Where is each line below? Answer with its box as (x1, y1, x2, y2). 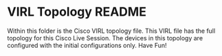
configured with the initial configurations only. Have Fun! (7, 41, 167, 49)
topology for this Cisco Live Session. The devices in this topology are (7, 33, 203, 42)
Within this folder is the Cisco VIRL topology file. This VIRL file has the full (7, 27, 216, 35)
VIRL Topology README (7, 4, 146, 20)
